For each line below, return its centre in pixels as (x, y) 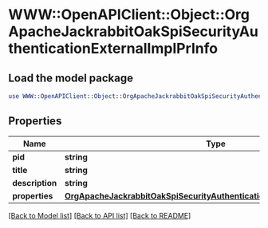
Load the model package (71, 78)
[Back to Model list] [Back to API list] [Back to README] (100, 215)
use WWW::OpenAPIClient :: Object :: (66, 96)
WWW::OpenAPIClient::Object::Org (129, 15)
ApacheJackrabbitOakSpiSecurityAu (134, 31)
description (35, 183)
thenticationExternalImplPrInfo (113, 49)
